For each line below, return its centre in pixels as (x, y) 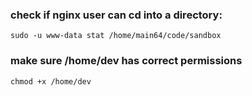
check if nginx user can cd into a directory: (116, 15)
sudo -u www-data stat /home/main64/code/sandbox (116, 36)
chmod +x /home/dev (51, 81)
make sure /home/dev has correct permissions (126, 61)
